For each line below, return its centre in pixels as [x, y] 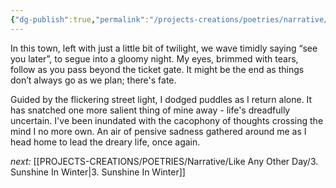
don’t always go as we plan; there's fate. [93, 80]
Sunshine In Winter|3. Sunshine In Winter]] [98, 172]
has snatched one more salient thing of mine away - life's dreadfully [150, 110]
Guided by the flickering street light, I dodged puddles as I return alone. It [161, 99]
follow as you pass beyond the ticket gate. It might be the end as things [157, 69]
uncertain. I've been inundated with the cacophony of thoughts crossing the [167, 120]
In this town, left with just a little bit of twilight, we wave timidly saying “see [164, 48]
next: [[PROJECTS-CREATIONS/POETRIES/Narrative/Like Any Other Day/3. [164, 161]
